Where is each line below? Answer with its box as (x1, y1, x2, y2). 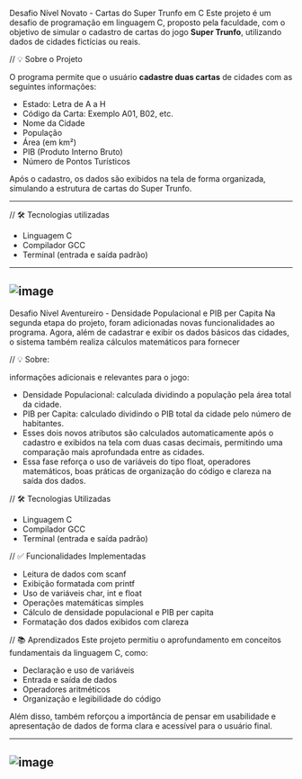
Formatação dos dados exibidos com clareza (22, 616, 189, 627)
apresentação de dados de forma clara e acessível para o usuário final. (9, 720, 272, 731)
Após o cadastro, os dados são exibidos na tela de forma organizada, (9, 174, 267, 184)
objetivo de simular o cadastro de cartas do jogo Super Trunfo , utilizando (9, 27, 282, 37)
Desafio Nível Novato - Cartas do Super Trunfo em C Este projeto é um (9, 8, 271, 18)
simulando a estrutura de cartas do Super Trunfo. (9, 184, 192, 193)
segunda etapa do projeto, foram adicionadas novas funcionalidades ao (9, 317, 276, 327)
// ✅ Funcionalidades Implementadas (9, 551, 147, 561)
